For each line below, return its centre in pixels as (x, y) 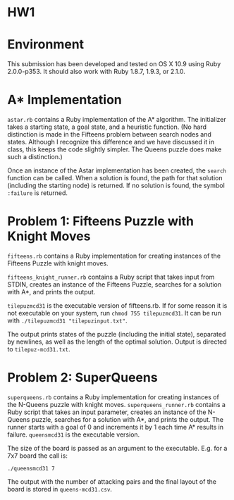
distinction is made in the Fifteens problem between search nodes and (109, 135)
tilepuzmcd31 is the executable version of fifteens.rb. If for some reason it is (117, 306)
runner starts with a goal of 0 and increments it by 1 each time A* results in (116, 427)
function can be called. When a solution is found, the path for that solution (115, 178)
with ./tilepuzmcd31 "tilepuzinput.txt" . (67, 320)
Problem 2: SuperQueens (82, 378)
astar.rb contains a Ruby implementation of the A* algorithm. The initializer (117, 120)
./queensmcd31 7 (31, 468)
